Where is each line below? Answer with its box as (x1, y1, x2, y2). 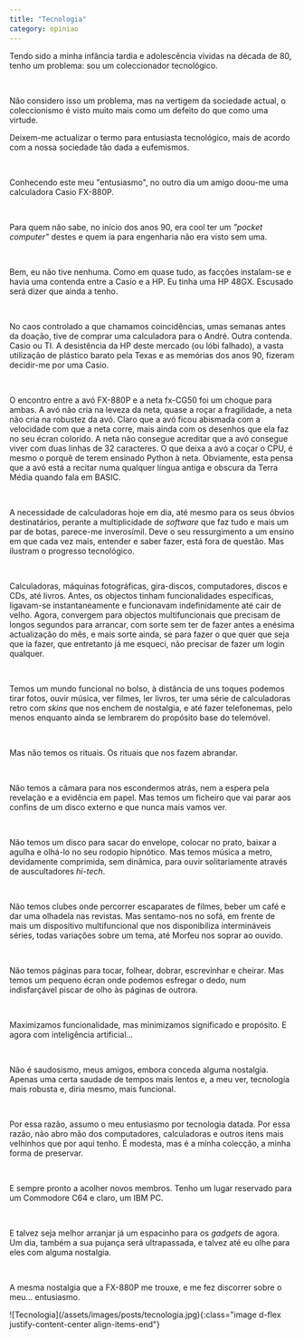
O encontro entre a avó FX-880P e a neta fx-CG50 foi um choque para (9, 395, 272, 406)
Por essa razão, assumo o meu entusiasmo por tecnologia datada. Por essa (9, 1119, 291, 1129)
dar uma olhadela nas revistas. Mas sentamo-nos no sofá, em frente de (9, 910, 276, 921)
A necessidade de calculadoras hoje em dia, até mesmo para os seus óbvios (9, 506, 295, 517)
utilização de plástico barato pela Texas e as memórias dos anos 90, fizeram (9, 349, 295, 360)
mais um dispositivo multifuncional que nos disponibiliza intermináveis (9, 920, 271, 931)
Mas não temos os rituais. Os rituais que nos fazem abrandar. (9, 747, 238, 757)
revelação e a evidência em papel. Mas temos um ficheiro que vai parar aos (9, 792, 291, 803)
